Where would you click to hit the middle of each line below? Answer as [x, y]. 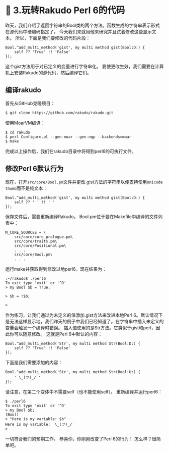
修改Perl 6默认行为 [34, 169]
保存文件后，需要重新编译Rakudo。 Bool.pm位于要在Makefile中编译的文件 [82, 216]
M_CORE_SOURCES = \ [26, 232]
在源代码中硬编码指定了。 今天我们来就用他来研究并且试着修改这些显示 [78, 31]
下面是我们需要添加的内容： [34, 362]
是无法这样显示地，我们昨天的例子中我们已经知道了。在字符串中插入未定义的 [84, 321]
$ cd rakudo [18, 132]
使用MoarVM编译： [25, 123]
